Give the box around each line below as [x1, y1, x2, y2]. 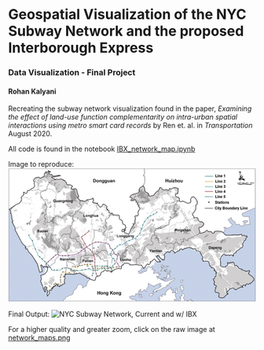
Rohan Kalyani [8, 87, 57, 96]
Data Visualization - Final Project [8, 67, 136, 78]
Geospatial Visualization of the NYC [8, 6, 247, 24]
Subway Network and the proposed [8, 22, 244, 40]
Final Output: [8, 309, 50, 319]
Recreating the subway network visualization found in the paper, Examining [8, 104, 252, 113]
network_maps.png [8, 333, 71, 342]
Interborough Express [8, 39, 154, 57]
